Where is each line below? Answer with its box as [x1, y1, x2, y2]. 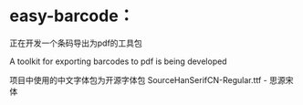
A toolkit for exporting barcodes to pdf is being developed [9, 56, 227, 67]
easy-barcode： [9, 5, 135, 26]
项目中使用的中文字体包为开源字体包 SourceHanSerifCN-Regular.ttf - [9, 74, 267, 85]
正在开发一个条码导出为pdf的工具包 [9, 37, 143, 48]
